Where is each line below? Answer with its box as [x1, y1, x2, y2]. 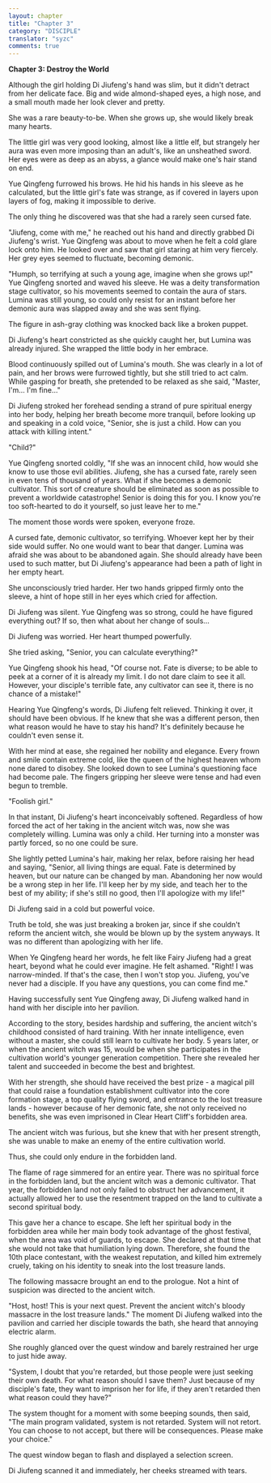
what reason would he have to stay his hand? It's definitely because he [8, 722, 245, 732]
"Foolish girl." [8, 797, 53, 806]
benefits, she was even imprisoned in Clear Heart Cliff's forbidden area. [8, 1112, 248, 1122]
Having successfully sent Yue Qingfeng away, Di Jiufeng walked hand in [8, 995, 249, 1004]
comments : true [8, 42, 60, 50]
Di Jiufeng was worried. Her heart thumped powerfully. [8, 632, 193, 642]
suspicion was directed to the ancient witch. [8, 1285, 155, 1295]
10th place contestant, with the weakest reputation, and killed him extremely [8, 1253, 262, 1262]
